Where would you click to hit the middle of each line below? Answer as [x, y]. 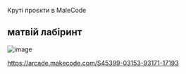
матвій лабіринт [45, 32]
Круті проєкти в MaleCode [47, 10]
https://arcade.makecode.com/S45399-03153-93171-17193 [93, 63]
